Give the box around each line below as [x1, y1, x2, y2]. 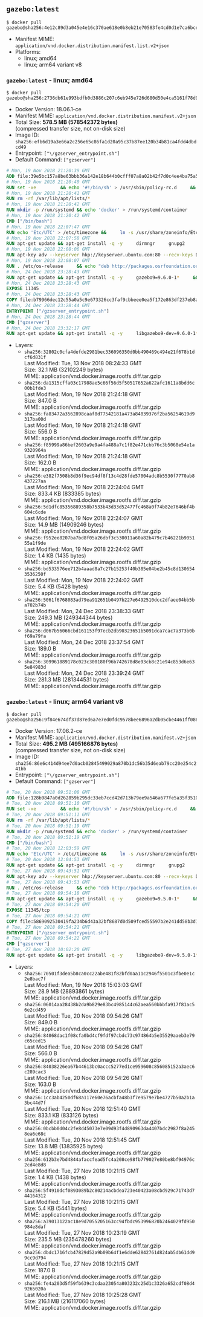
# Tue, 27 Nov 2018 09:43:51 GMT [6, 868, 91, 874]
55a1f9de [24, 541, 47, 547]
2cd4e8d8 [24, 1162, 47, 1168]
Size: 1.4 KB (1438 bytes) [24, 1173, 86, 1181]
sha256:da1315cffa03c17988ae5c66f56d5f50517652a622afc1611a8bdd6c [24, 380, 195, 386]
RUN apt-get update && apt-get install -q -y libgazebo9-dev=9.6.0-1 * [6, 331, 199, 337]
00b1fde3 [24, 385, 47, 392]
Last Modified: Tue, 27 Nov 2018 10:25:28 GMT [24, 1291, 142, 1298]
